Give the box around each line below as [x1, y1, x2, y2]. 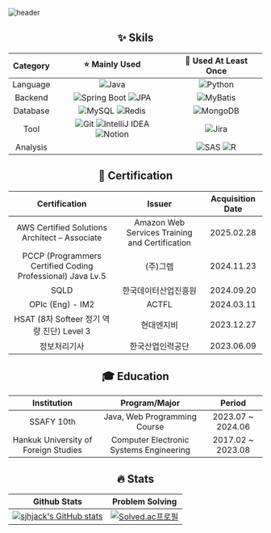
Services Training [126, 226, 193, 238]
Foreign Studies [23, 445, 82, 456]
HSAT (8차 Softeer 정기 [13, 313, 101, 324]
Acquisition [211, 192, 256, 204]
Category [13, 60, 50, 71]
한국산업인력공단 [129, 341, 190, 352]
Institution [31, 397, 73, 408]
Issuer [147, 198, 172, 209]
